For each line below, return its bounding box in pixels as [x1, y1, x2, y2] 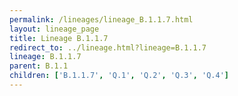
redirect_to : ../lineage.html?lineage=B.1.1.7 [9, 42, 207, 53]
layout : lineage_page [9, 24, 100, 34]
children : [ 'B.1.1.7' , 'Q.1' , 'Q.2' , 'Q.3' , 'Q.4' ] [9, 71, 229, 81]
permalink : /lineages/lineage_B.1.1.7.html [9, 14, 194, 25]
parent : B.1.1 [9, 61, 69, 71]
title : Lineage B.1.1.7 [9, 33, 109, 43]
